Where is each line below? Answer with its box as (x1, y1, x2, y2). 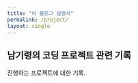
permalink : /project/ (7, 16, 69, 23)
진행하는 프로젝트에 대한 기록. (7, 69, 86, 77)
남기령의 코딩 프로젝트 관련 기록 (7, 49, 132, 61)
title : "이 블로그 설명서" (7, 10, 74, 17)
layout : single (7, 22, 51, 29)
